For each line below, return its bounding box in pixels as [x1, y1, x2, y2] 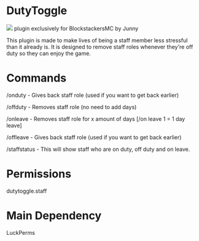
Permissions [6, 167, 72, 181]
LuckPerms [6, 229, 36, 236]
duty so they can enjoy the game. [6, 50, 91, 57]
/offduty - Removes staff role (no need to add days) [6, 103, 137, 110]
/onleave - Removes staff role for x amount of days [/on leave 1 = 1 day [6, 115, 185, 123]
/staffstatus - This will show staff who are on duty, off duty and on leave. [6, 145, 190, 153]
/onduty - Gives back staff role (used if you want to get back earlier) [6, 91, 179, 99]
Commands [6, 71, 67, 85]
